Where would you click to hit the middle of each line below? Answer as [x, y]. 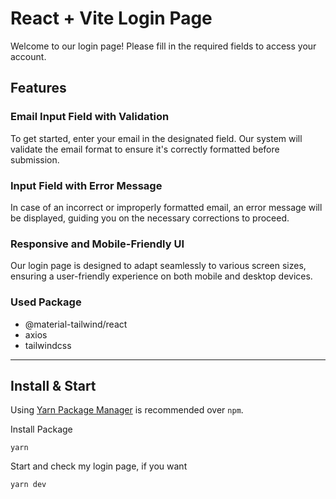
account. [28, 56]
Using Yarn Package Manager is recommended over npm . [127, 410]
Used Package [46, 302]
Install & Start [53, 385]
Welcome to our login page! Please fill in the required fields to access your [163, 46]
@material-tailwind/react [76, 324]
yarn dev [28, 485]
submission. [35, 159]
